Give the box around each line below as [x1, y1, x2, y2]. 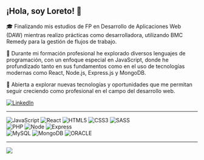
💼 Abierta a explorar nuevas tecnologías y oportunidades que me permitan [6, 80, 193, 88]
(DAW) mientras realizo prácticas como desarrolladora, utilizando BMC [6, 31, 183, 38]
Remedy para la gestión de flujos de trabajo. [6, 38, 117, 45]
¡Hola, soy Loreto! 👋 [6, 6, 82, 16]
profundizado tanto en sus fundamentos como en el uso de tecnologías [6, 62, 185, 70]
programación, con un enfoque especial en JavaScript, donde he [6, 56, 169, 63]
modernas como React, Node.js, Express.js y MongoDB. [6, 69, 147, 76]
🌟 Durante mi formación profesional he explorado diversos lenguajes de [6, 49, 186, 57]
